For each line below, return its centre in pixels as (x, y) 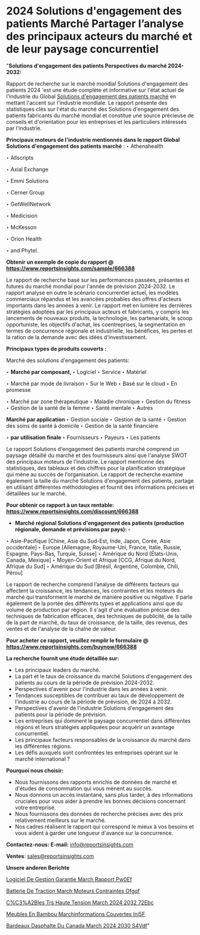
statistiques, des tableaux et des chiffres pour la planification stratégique (96, 468)
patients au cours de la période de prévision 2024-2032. (84, 683)
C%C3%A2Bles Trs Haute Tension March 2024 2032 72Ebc (80, 902)
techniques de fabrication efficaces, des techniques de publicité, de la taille (99, 616)
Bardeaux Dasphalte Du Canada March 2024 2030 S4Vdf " (78, 925)
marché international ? (42, 759)
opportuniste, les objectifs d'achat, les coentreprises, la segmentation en (96, 324)
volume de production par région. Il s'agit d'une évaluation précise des (93, 610)
